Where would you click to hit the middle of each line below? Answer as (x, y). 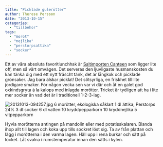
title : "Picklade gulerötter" (36, 9)
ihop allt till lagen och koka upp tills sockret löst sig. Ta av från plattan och (79, 129)
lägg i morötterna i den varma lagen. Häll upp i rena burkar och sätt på (75, 134)
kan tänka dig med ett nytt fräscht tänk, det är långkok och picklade (73, 74)
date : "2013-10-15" (25, 18)
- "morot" (19, 37)
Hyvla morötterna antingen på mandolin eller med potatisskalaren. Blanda (79, 124)
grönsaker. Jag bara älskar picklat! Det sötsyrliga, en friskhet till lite (72, 79)
